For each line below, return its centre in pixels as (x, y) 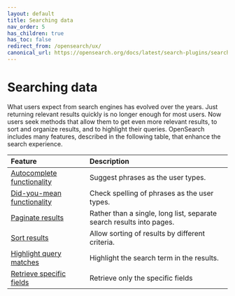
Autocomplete (34, 173)
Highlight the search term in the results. (154, 258)
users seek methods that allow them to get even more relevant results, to (112, 121)
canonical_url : (29, 53)
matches (25, 262)
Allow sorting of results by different (147, 233)
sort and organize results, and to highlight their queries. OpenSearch (106, 129)
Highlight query (36, 253)
